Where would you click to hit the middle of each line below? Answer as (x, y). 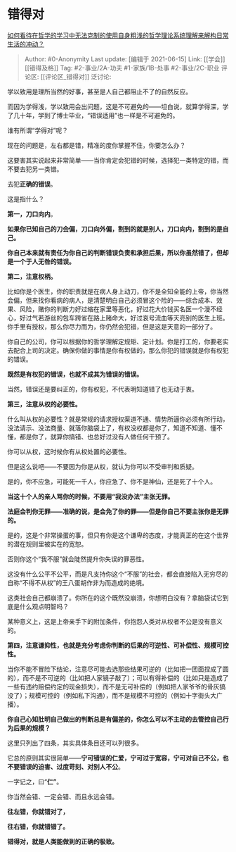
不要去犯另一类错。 (35, 169)
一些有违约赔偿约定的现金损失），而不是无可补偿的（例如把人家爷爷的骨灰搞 (117, 687)
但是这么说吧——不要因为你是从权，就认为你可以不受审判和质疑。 (103, 466)
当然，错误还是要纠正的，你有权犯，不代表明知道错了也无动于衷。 (103, 389)
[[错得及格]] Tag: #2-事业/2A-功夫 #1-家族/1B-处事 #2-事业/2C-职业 (122, 68)
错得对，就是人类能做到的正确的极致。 (63, 841)
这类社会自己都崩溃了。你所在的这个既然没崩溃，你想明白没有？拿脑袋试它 (115, 597)
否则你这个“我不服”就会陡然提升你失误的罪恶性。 (78, 559)
